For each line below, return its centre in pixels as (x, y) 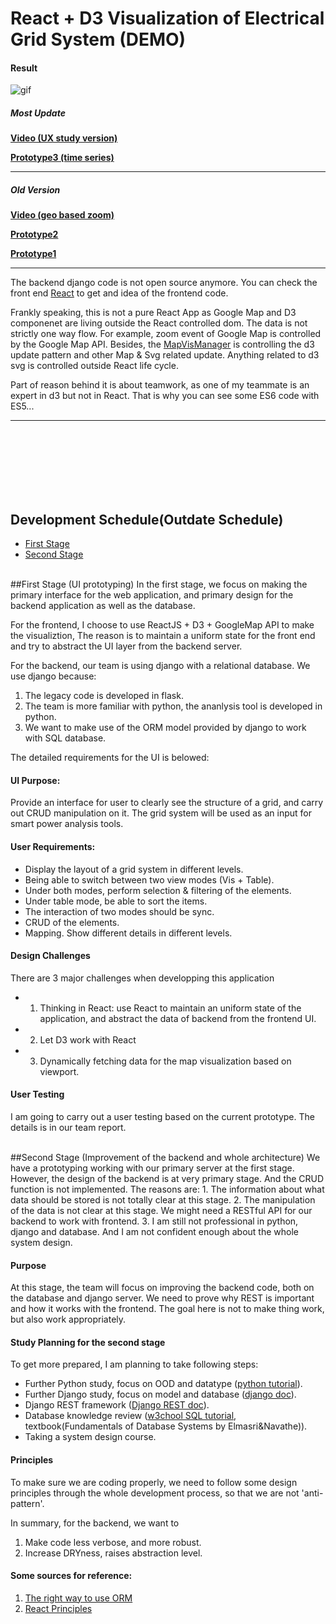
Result (24, 68)
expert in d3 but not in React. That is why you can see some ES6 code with (165, 396)
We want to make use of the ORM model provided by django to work (165, 728)
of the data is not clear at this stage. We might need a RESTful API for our (161, 1210)
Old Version (35, 189)
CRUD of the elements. (72, 922)
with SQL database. (65, 738)
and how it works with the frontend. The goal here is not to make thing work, (167, 1309)
